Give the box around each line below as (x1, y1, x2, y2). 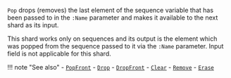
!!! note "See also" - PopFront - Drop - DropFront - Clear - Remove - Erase (7, 63, 215, 71)
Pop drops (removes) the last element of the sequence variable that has (7, 6, 213, 14)
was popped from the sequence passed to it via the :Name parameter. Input (7, 42, 224, 50)
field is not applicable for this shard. (7, 49, 111, 58)
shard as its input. (7, 21, 59, 29)
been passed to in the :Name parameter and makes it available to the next (7, 13, 218, 22)
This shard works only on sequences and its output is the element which (7, 34, 218, 43)
